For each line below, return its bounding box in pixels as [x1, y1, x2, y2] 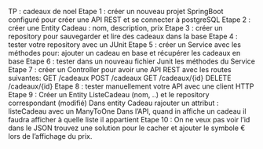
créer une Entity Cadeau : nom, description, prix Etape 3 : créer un [8, 24, 223, 32]
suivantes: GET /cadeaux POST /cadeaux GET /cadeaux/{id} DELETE [8, 74, 232, 82]
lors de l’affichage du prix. [8, 132, 93, 140]
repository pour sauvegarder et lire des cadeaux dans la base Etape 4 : [8, 31, 238, 41]
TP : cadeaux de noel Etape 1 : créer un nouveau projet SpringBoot [8, 7, 224, 16]
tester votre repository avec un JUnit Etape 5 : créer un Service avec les [8, 40, 242, 49]
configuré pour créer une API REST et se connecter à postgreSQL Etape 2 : [8, 15, 251, 24]
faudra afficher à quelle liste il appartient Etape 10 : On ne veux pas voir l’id [8, 115, 250, 124]
